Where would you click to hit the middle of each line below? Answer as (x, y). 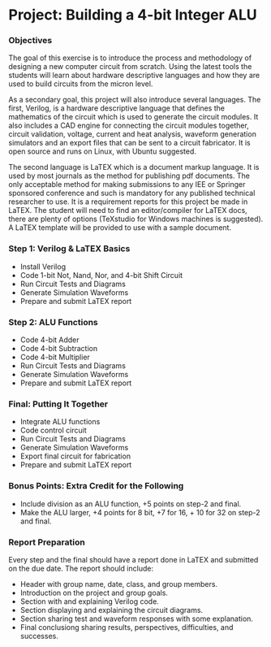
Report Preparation (47, 542)
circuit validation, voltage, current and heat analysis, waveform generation (133, 134)
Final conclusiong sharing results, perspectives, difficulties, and (127, 627)
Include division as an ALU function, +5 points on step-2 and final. (131, 504)
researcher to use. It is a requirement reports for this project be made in (128, 202)
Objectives (30, 41)
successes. (39, 636)
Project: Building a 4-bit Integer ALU (133, 15)
